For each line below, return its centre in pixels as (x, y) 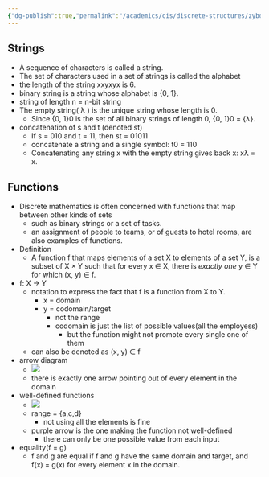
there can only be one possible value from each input (131, 439)
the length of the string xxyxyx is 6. (77, 84)
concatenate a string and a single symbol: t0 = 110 (114, 145)
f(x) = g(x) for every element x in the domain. (106, 465)
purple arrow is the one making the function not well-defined (132, 430)
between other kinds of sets (65, 215)
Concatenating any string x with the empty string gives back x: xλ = (143, 153)
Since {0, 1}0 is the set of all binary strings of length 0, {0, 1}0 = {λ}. (143, 119)
